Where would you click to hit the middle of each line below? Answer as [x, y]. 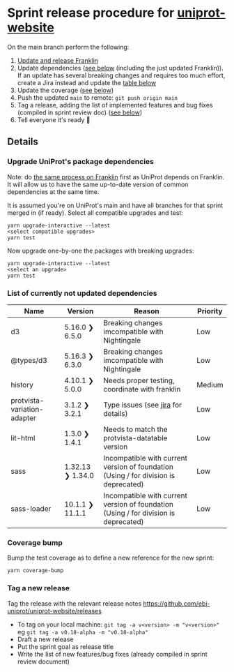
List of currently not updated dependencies [82, 293]
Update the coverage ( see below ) [65, 90]
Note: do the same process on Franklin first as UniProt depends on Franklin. [116, 177]
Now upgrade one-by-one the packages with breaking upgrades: [101, 251]
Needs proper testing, [139, 380]
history [22, 384]
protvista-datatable [135, 438]
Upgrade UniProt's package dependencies [81, 162]
